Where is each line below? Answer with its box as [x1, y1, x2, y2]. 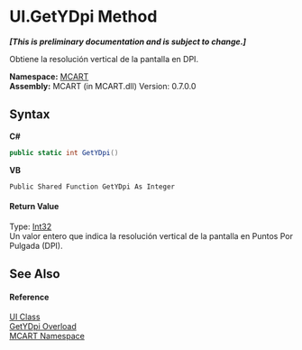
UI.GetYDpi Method [9, 6, 158, 27]
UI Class [9, 311, 41, 322]
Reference [9, 291, 50, 302]
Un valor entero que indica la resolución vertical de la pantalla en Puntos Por [9, 230, 293, 241]
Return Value [9, 201, 59, 212]
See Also [9, 266, 60, 281]
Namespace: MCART [9, 70, 89, 82]
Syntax [9, 106, 50, 123]
